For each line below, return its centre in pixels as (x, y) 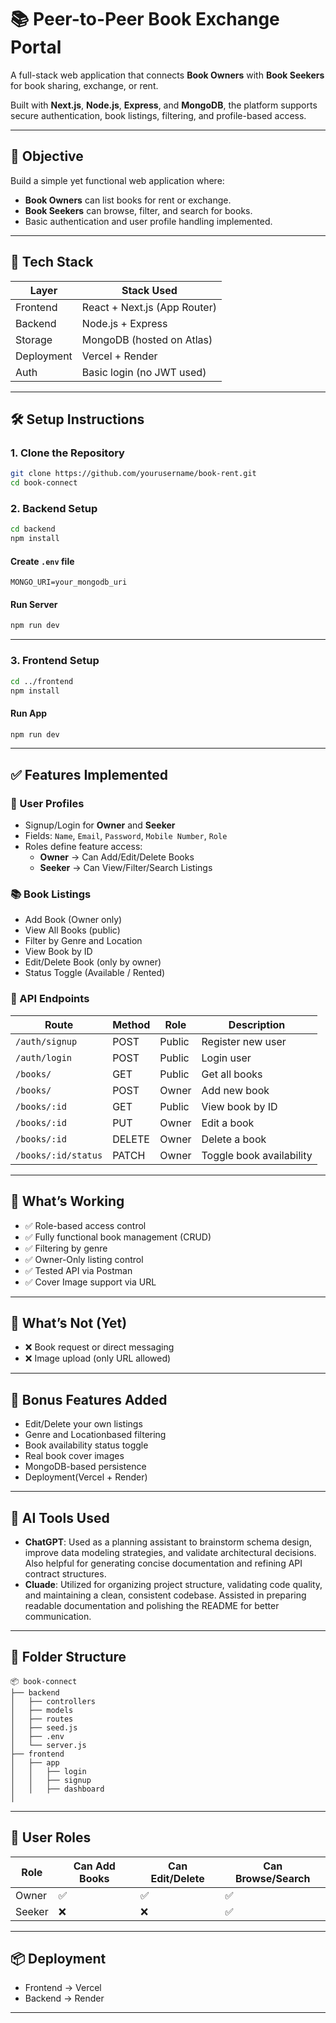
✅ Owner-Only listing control (84, 1259)
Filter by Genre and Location (83, 941)
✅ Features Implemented (89, 774)
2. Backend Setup (54, 508)
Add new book (235, 1090)
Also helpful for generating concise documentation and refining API (163, 1563)
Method (131, 1024)
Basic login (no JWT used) (144, 372)
